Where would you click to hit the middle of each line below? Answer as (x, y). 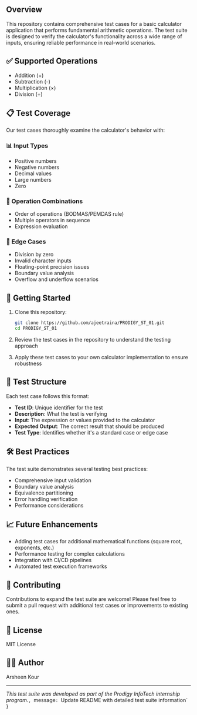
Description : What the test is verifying (61, 413)
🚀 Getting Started (38, 298)
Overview (24, 10)
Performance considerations (49, 505)
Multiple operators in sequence (52, 220)
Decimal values (33, 173)
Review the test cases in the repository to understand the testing (93, 339)
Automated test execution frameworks (61, 566)
